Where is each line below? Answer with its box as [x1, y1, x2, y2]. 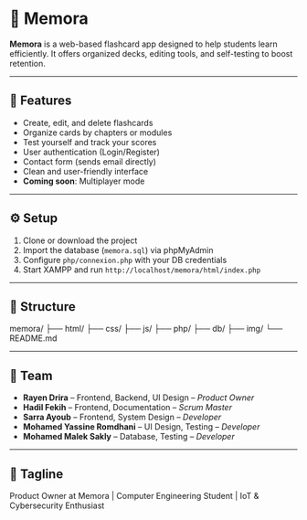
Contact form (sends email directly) [22, 155, 157, 167]
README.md [9, 333, 58, 344]
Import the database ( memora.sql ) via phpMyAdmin [22, 244, 214, 255]
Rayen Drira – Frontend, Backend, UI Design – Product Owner [22, 392, 255, 403]
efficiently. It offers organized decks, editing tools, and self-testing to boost [9, 48, 293, 58]
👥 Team [9, 367, 53, 383]
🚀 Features [9, 93, 72, 109]
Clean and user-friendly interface [22, 165, 149, 176]
